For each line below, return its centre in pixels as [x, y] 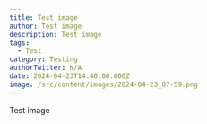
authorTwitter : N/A [46, 68]
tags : [19, 43]
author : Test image [46, 26]
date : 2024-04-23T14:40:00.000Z [69, 76]
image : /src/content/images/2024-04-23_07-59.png [104, 84]
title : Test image [43, 18]
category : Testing [43, 59]
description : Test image [56, 34]
